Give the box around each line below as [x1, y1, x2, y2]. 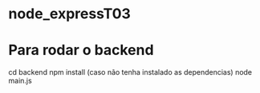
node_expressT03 [8, 5, 131, 23]
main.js [8, 76, 32, 86]
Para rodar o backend [8, 41, 154, 60]
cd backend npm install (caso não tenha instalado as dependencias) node [8, 68, 253, 77]
